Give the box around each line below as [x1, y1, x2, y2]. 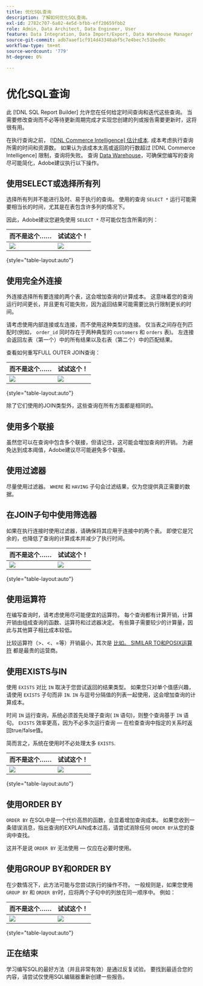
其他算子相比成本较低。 [16, 626, 76, 634]
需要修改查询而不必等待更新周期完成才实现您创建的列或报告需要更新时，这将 [6, 116, 197, 123]
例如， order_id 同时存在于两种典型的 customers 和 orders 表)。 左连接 [19, 328, 195, 336]
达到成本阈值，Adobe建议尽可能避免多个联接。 [11, 446, 129, 453]
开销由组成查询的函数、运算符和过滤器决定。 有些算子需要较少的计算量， [6, 619, 188, 626]
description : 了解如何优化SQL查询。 [6, 15, 91, 21]
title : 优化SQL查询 [6, 8, 52, 15]
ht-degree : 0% [6, 54, 42, 60]
